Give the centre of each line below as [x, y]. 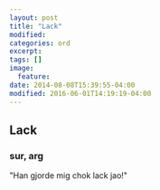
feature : [34, 77]
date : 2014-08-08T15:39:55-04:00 [72, 85]
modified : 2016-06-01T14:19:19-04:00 [80, 93]
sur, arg [26, 156]
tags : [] [26, 60]
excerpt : [26, 52]
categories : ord [40, 43]
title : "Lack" [36, 26]
